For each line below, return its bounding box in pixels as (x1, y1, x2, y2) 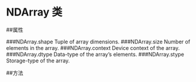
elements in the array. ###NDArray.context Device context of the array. (6, 44, 180, 51)
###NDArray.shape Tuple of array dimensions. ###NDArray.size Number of (6, 38, 191, 45)
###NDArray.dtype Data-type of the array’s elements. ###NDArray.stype (6, 51, 185, 58)
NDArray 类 (6, 5, 63, 19)
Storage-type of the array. (6, 57, 70, 64)
